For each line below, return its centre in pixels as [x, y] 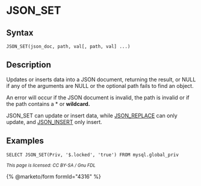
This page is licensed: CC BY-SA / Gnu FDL [51, 165]
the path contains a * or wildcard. [48, 104]
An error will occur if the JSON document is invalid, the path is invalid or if [98, 98]
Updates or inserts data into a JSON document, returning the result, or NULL [101, 79]
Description [29, 65]
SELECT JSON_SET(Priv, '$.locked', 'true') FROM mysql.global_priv [93, 155]
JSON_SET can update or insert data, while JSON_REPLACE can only [92, 116]
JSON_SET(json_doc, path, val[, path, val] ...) [68, 46]
